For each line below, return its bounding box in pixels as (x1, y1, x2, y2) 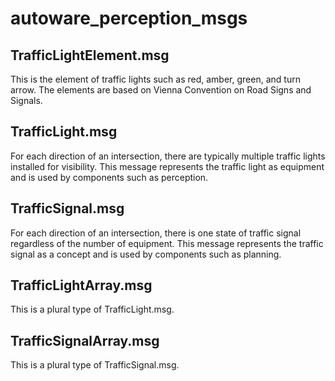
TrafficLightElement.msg (10, 47, 170, 64)
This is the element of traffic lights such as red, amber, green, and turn (10, 73, 301, 85)
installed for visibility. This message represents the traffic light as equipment (10, 160, 325, 172)
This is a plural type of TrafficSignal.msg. (10, 359, 180, 371)
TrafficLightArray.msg (10, 277, 153, 294)
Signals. (10, 95, 43, 106)
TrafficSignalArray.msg (10, 332, 160, 349)
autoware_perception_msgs (10, 7, 248, 30)
